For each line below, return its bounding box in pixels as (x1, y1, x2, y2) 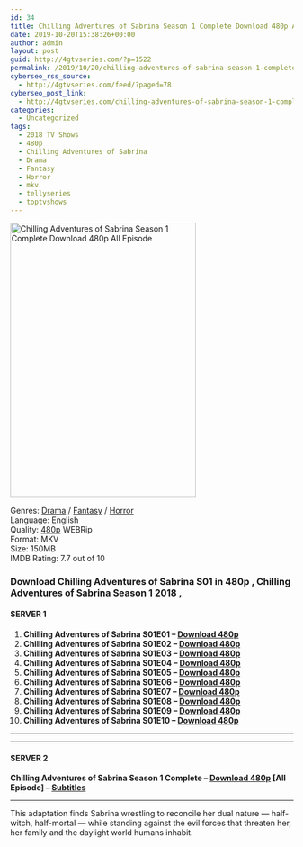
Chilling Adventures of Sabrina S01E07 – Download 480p (22, 687, 241, 697)
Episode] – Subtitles (10, 782, 86, 793)
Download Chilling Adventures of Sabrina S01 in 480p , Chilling (10, 575, 291, 587)
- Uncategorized (18, 114, 79, 123)
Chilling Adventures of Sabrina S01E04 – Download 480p (22, 658, 241, 668)
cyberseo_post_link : (10, 88, 88, 97)
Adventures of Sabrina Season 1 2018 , (10, 587, 183, 599)
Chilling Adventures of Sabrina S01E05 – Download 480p (22, 668, 241, 678)
